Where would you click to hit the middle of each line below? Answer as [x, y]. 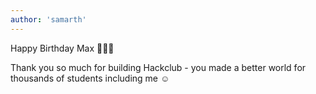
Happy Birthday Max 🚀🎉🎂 [62, 48]
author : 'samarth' [48, 19]
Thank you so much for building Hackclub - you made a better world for [158, 67]
